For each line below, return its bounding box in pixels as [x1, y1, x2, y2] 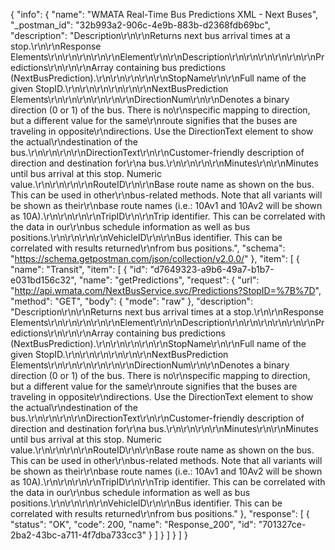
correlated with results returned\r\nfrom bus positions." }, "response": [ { [10, 508, 310, 519]
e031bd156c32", [10, 274, 77, 286]
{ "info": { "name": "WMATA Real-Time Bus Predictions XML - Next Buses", [10, 9, 319, 20]
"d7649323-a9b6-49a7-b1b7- [149, 264, 275, 275]
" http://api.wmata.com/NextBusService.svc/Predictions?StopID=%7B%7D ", [10, 285, 322, 296]
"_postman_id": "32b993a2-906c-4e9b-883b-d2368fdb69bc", [10, 19, 271, 31]
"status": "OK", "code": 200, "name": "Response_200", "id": [10, 519, 257, 530]
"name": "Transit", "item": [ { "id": [10, 264, 148, 275]
